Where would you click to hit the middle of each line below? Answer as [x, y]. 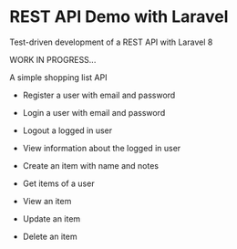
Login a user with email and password [94, 112]
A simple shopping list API [58, 77]
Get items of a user [58, 183]
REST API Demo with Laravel [119, 17]
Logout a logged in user [67, 130]
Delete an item [50, 236]
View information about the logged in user [102, 148]
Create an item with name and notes [91, 165]
